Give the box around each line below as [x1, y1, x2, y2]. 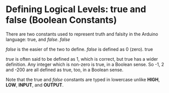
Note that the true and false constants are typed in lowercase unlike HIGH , [6, 76, 160, 82]
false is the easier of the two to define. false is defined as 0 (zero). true [6, 46, 153, 52]
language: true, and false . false [6, 36, 70, 42]
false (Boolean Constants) [6, 14, 117, 26]
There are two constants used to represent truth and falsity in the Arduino [6, 31, 158, 37]
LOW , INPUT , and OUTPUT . [6, 82, 64, 88]
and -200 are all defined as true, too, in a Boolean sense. [6, 67, 124, 73]
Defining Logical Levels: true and [6, 4, 146, 15]
